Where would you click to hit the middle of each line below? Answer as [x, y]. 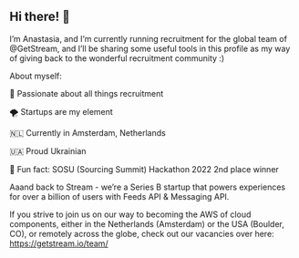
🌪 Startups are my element [62, 111]
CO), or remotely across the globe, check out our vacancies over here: [142, 233]
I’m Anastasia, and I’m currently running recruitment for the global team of [148, 38]
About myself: [36, 76]
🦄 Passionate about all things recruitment [87, 93]
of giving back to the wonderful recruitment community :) [117, 58]
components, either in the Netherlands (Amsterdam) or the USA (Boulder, [147, 223]
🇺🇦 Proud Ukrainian [48, 150]
